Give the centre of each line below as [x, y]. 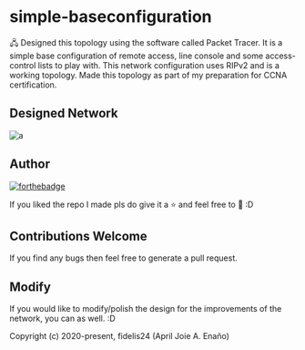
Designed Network [64, 113]
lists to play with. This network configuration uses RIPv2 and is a [159, 65]
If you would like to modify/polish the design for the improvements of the [146, 309]
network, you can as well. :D [62, 319]
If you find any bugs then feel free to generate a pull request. [124, 258]
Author [30, 165]
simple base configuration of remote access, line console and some [137, 56]
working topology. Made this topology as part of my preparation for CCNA [148, 75]
